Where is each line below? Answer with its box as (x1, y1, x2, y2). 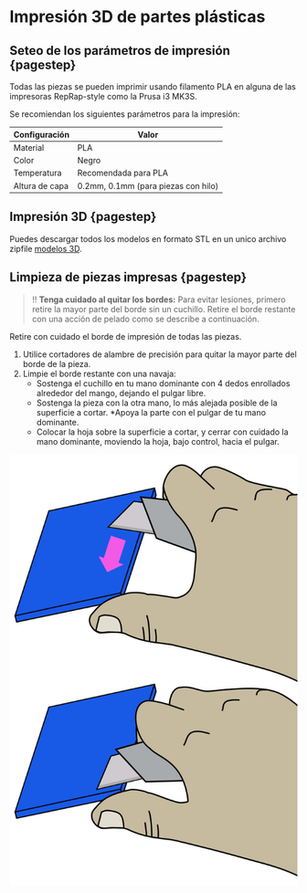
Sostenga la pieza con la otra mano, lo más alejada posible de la (36, 397, 278, 408)
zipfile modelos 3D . (9, 243, 82, 254)
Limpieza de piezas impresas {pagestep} (9, 269, 248, 285)
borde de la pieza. (22, 358, 91, 369)
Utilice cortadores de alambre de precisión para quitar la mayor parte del (22, 349, 297, 360)
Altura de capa (13, 180, 69, 191)
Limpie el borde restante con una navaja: (22, 368, 176, 379)
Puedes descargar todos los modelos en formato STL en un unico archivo (9, 233, 287, 244)
